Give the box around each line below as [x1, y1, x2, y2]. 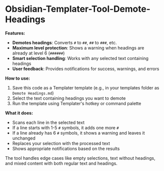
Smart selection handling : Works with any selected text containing [12, 55, 149, 61]
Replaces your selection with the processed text [12, 140, 110, 146]
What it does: [5, 110, 33, 116]
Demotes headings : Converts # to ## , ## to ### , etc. [12, 39, 117, 45]
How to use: [5, 75, 31, 81]
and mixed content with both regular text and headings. [5, 160, 118, 166]
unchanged [12, 135, 36, 141]
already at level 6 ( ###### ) [12, 50, 65, 56]
